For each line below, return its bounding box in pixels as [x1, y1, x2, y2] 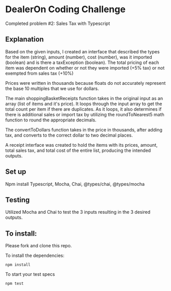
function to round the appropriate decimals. [5, 117, 97, 123]
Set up [5, 168, 26, 176]
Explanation [5, 35, 44, 44]
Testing [5, 196, 30, 204]
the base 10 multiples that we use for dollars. [5, 85, 99, 91]
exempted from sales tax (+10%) [5, 70, 74, 76]
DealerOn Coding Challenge [5, 4, 126, 15]
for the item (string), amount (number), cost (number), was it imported [5, 54, 153, 60]
